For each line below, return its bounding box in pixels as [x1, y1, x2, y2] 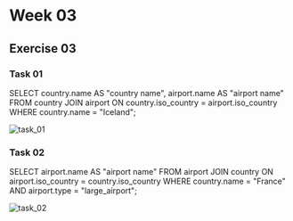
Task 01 [9, 68, 43, 80]
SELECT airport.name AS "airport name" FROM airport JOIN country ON [9, 167, 274, 177]
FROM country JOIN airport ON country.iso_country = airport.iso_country [9, 97, 278, 108]
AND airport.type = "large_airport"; [9, 185, 138, 196]
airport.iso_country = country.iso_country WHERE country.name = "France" [9, 176, 287, 187]
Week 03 [9, 5, 77, 26]
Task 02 [9, 146, 45, 159]
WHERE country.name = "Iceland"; [9, 106, 136, 117]
